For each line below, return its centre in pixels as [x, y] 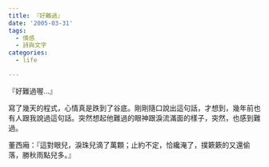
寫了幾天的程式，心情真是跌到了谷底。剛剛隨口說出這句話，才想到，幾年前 [131, 108]
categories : [28, 53]
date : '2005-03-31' [41, 23]
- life [26, 61]
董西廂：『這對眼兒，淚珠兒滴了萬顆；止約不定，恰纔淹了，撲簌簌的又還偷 [129, 145]
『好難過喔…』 [33, 91]
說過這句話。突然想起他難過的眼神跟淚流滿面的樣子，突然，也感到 [145, 117]
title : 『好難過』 [36, 16]
